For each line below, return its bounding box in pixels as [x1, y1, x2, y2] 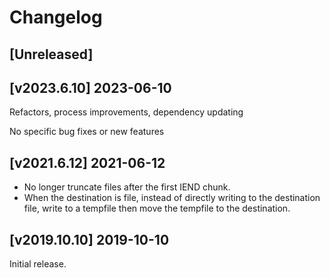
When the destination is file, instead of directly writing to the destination [23, 192, 321, 204]
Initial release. [9, 258, 67, 270]
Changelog [9, 6, 103, 29]
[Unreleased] [9, 46, 94, 63]
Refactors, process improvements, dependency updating [9, 106, 244, 118]
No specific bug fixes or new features [9, 126, 165, 138]
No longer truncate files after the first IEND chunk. [23, 181, 231, 193]
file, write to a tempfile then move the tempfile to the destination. [23, 202, 291, 215]
